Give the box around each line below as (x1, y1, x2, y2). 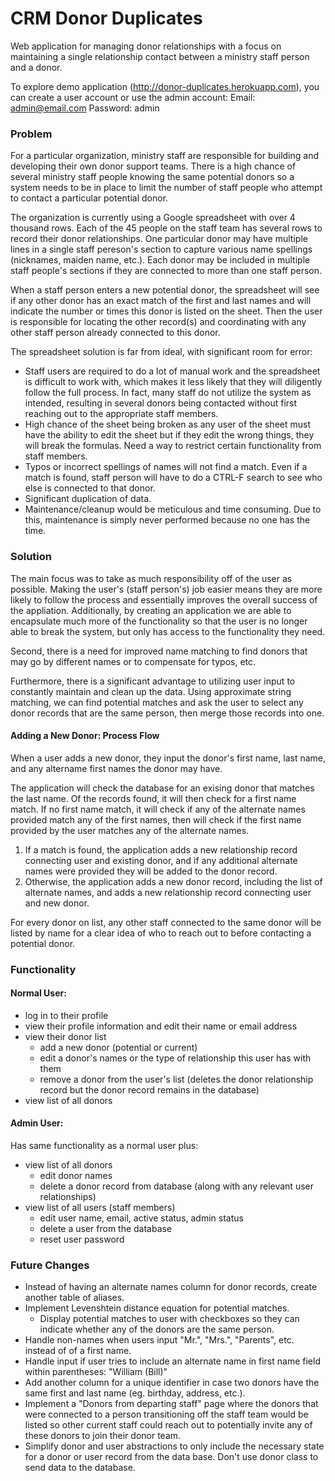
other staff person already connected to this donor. (10, 327, 221, 339)
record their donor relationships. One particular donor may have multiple (10, 233, 308, 245)
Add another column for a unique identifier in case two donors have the (24, 1377, 320, 1389)
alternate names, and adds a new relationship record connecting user (24, 886, 312, 898)
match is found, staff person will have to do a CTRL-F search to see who (24, 472, 323, 484)
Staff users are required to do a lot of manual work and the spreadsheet (24, 365, 321, 377)
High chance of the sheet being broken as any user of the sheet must (24, 418, 311, 431)
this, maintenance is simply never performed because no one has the (24, 514, 311, 526)
